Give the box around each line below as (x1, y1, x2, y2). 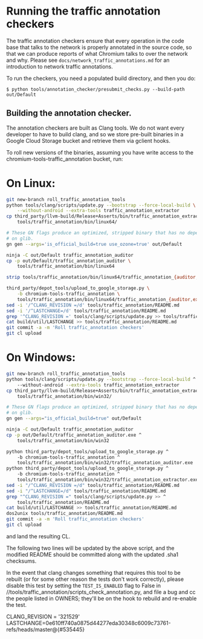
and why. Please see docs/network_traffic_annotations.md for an (6, 56, 170, 64)
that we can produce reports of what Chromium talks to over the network (6, 50, 188, 57)
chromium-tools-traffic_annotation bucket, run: (6, 155, 123, 162)
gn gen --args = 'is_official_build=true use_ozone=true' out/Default (6, 241, 182, 247)
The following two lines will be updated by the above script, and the (6, 544, 175, 552)
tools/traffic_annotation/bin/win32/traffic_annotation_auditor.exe (17, 460, 193, 466)
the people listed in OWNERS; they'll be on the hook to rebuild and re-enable (6, 595, 197, 602)
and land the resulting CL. (6, 532, 71, 540)
